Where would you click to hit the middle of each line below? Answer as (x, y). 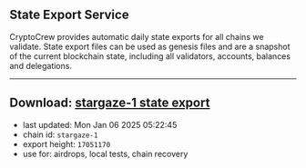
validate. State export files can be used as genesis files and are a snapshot (150, 46)
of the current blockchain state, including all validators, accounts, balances (150, 56)
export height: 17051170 (66, 143)
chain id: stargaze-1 (60, 134)
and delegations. (41, 65)
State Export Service (69, 15)
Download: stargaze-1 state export (110, 103)
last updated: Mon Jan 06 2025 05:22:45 (100, 124)
